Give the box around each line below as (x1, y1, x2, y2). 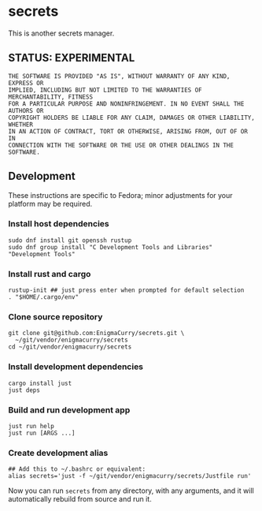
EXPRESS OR (8, 79, 44, 87)
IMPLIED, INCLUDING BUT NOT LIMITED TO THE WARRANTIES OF (8, 86, 202, 94)
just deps (8, 386, 41, 394)
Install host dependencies (8, 218, 110, 229)
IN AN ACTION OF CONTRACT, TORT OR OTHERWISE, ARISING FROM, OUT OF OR (8, 127, 248, 136)
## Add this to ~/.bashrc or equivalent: (8, 465, 146, 473)
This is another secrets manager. (8, 28, 115, 38)
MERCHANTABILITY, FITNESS (8, 93, 93, 101)
